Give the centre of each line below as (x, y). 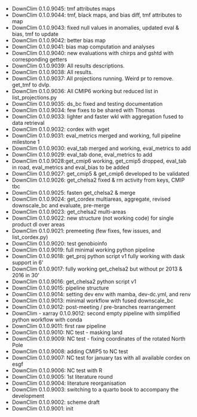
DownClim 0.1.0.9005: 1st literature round (62, 377)
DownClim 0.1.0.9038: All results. (52, 72)
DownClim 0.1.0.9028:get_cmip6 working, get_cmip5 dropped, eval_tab (99, 161)
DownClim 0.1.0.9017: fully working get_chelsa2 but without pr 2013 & (97, 269)
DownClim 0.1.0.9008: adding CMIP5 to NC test (70, 351)
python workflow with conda (47, 320)
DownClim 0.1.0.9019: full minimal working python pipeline (83, 250)
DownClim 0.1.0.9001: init (42, 408)
